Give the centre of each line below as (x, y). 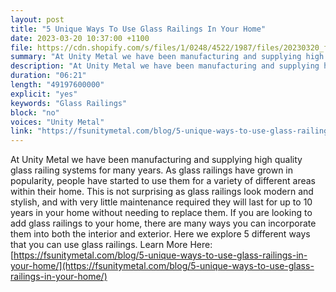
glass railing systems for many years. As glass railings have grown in (152, 170)
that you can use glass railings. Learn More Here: (111, 245)
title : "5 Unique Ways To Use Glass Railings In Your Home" (138, 29)
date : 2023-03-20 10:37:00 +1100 (80, 38)
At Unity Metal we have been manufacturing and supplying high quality (156, 160)
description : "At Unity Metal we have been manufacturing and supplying (165, 66)
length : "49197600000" (57, 85)
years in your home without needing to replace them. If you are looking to (161, 213)
